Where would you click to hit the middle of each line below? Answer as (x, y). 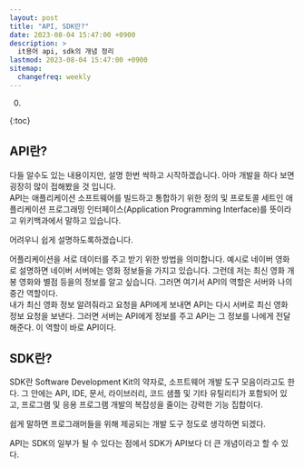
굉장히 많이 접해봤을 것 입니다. (63, 186)
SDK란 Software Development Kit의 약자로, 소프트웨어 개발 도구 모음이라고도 (147, 382)
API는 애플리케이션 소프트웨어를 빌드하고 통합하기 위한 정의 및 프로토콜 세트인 (147, 197)
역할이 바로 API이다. (80, 327)
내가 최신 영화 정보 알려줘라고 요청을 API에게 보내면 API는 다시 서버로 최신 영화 (149, 304)
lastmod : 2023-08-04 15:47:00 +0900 (78, 60)
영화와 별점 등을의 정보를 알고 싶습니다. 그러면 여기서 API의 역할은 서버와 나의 (156, 282)
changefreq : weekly (54, 77)
